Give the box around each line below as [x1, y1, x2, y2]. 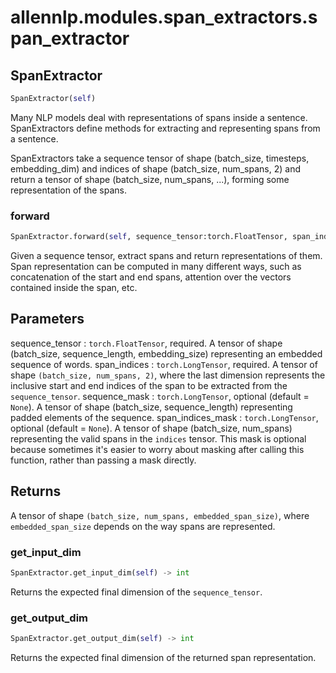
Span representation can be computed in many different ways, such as [10, 261, 302, 273]
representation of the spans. [10, 184, 128, 196]
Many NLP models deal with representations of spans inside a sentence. [10, 111, 308, 123]
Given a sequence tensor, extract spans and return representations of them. [10, 250, 323, 262]
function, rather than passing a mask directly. [10, 454, 197, 466]
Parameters [10, 311, 85, 328]
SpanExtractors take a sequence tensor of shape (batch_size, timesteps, [10, 152, 310, 164]
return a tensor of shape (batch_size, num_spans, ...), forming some [10, 173, 290, 185]
